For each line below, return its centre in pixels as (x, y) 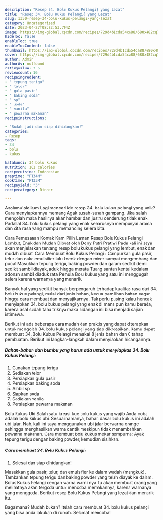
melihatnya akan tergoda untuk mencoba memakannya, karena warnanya (78, 487)
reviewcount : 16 (21, 73)
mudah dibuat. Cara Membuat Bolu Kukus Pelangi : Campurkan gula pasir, (79, 253)
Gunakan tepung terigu (35, 368)
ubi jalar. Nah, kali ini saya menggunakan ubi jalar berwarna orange (72, 424)
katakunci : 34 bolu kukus (31, 163)
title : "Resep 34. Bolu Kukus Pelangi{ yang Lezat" (58, 14)
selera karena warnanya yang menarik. (44, 279)
